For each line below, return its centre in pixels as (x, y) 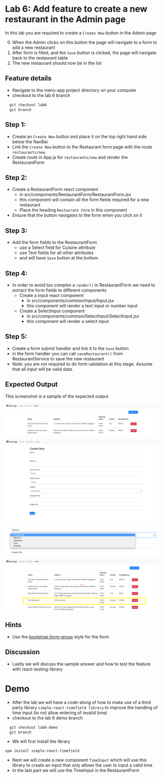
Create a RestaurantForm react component (55, 189)
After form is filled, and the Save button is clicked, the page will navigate (84, 53)
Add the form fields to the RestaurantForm (55, 242)
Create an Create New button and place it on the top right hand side (79, 136)
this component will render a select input (68, 321)
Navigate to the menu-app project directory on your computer (74, 90)
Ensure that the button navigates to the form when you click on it (77, 215)
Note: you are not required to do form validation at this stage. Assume (82, 364)
